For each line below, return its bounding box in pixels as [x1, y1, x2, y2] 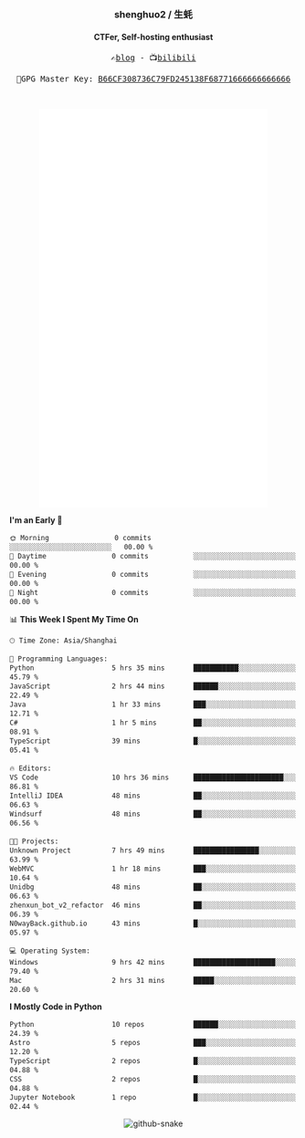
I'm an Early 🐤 [9, 514, 63, 526]
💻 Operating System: [9, 946, 91, 955]
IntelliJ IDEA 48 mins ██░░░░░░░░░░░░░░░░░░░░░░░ [9, 791, 297, 800]
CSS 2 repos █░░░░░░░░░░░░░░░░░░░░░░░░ [9, 1074, 297, 1083]
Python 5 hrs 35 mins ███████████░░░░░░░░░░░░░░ [9, 663, 297, 673]
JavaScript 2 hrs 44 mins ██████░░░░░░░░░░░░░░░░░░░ [9, 682, 297, 691]
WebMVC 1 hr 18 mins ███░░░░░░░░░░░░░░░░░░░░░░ [9, 864, 297, 873]
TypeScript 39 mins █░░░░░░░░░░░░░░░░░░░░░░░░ [9, 736, 297, 746]
